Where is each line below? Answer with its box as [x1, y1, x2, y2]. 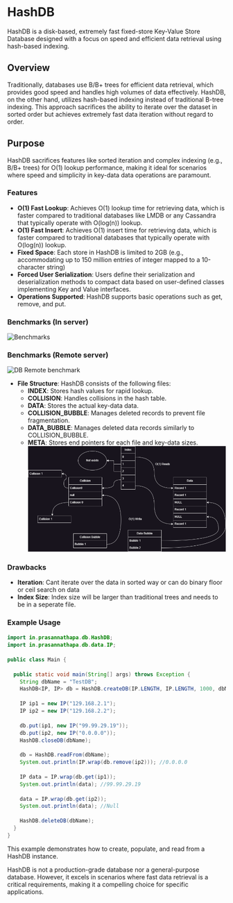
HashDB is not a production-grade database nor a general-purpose [7, 865, 200, 874]
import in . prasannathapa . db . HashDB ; [7, 634, 113, 641]
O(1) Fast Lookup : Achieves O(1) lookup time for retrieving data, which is [17, 204, 225, 212]
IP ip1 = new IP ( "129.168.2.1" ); [19, 700, 116, 707]
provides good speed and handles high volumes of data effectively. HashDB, [7, 88, 226, 96]
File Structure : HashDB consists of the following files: [17, 379, 171, 388]
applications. [7, 887, 44, 896]
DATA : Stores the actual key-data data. [27, 401, 139, 410]
